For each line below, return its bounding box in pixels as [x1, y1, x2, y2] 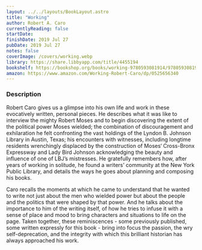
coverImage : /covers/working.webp [6, 53, 93, 59]
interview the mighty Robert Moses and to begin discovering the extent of [6, 117, 189, 124]
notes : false [6, 48, 39, 54]
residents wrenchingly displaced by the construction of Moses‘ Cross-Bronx [6, 142, 195, 149]
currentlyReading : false [6, 25, 69, 32]
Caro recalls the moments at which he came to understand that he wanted [6, 186, 190, 193]
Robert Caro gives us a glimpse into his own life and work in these [6, 103, 170, 111]
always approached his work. [6, 237, 79, 244]
